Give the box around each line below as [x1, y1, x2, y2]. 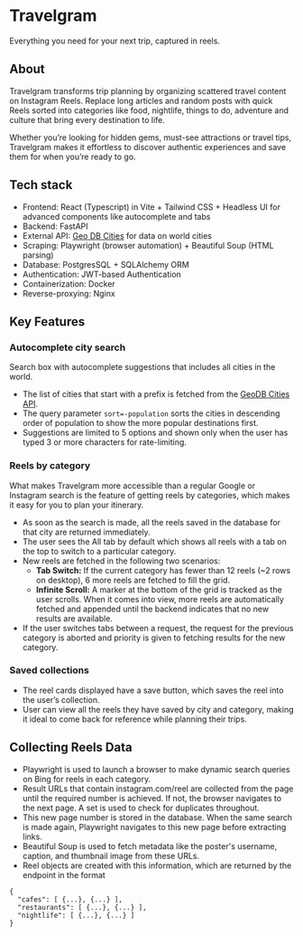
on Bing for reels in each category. [22, 773, 151, 784]
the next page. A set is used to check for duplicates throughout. [22, 802, 260, 813]
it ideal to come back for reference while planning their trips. [22, 714, 248, 724]
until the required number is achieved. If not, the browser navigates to [22, 792, 282, 803]
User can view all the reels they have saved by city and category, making [22, 704, 295, 714]
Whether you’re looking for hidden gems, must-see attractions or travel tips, [9, 132, 292, 143]
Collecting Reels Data [9, 740, 133, 755]
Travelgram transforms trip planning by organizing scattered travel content [9, 85, 287, 96]
